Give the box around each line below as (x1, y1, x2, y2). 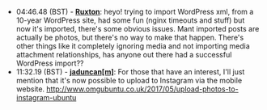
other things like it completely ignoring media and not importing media (15, 41, 251, 51)
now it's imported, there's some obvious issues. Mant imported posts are (15, 24, 260, 33)
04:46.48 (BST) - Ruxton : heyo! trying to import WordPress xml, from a (15, 7, 254, 16)
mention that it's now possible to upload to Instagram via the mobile (15, 76, 243, 85)
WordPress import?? (15, 58, 84, 68)
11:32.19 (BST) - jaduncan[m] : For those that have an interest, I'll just (15, 67, 245, 76)
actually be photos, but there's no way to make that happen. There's (15, 32, 244, 42)
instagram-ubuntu (15, 93, 77, 102)
